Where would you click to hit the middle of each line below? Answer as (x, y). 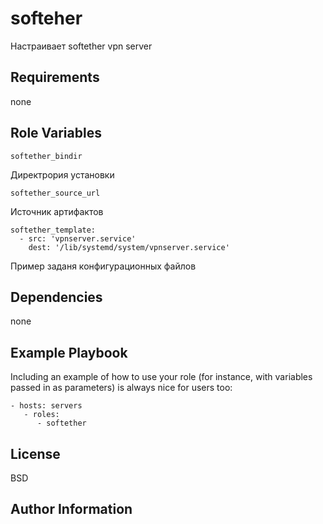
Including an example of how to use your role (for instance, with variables (161, 377)
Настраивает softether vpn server (81, 46)
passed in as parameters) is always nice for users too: (121, 388)
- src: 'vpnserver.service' (78, 238)
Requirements (55, 77)
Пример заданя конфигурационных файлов (103, 266)
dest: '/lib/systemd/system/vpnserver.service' (129, 247)
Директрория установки (62, 174)
